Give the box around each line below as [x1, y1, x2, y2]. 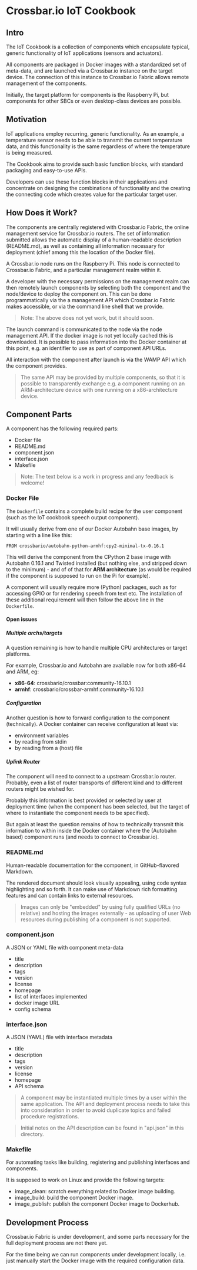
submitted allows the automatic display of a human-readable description [6, 236, 182, 243]
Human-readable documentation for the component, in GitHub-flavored [6, 862, 179, 869]
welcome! [20, 479, 45, 486]
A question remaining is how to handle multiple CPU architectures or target [6, 644, 188, 652]
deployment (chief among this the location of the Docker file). [6, 248, 155, 256]
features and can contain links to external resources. [6, 892, 133, 899]
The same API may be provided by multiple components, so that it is [20, 374, 186, 381]
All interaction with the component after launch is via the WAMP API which [6, 356, 186, 363]
